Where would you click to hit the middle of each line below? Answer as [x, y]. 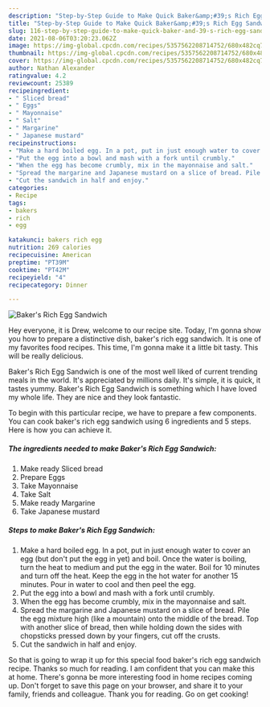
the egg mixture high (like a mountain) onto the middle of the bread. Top [139, 619]
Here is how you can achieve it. [60, 430]
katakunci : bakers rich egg [55, 240]
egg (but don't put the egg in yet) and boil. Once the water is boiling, [133, 559]
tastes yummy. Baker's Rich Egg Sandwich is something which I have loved [133, 389]
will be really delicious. [46, 356]
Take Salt [35, 494]
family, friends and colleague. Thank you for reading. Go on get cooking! [129, 694]
